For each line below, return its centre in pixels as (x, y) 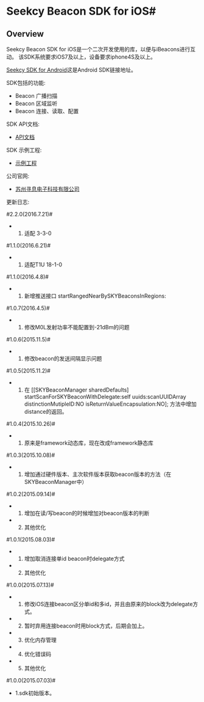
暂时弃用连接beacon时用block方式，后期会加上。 (86, 626)
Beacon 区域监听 (36, 103)
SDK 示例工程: (24, 150)
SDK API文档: (23, 124)
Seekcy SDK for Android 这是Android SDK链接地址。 (72, 70)
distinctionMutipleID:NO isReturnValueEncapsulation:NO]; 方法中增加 (110, 404)
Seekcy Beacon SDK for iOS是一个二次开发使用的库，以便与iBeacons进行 (98, 49)
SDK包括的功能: (26, 83)
